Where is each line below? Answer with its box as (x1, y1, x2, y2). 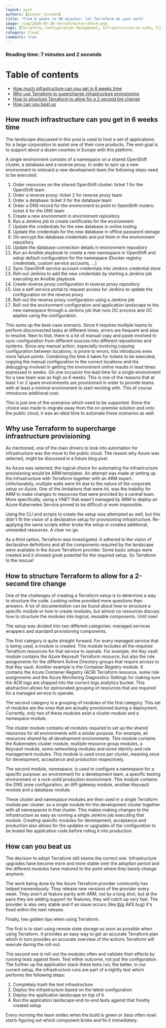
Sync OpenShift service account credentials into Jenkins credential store (12, 265, 161, 271)
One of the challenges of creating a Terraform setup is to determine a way (5, 592, 156, 599)
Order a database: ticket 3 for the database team (12, 197, 112, 203)
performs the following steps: (5, 972, 66, 978)
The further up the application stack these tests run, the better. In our (5, 961, 146, 967)
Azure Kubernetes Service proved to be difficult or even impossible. (5, 502, 143, 508)
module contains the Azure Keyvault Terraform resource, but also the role (5, 653, 155, 659)
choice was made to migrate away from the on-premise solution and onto (5, 405, 155, 411)
